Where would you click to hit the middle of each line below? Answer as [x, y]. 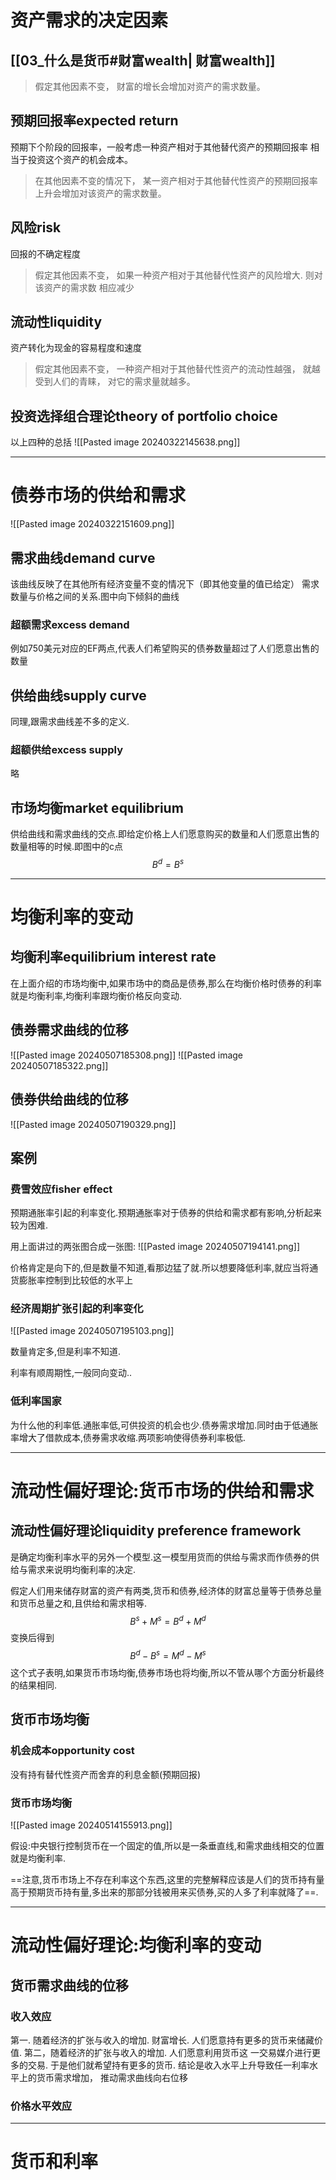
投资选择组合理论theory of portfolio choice [144, 416]
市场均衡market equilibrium [97, 807]
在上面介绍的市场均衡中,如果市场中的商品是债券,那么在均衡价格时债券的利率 [166, 983]
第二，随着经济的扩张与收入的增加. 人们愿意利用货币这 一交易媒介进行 [167, 2052]
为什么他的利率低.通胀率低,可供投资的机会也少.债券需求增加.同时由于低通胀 [164, 1425]
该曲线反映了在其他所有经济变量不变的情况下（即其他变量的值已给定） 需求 [165, 584]
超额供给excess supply [67, 750]
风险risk [36, 227]
